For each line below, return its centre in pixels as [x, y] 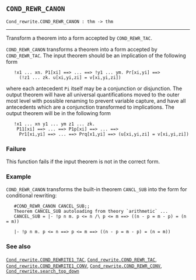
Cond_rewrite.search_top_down [43, 271]
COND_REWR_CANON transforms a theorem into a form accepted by [82, 49]
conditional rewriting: [32, 196]
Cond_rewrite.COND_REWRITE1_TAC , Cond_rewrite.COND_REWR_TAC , [81, 259]
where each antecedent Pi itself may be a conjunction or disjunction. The [94, 88]
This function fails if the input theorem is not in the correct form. [83, 162]
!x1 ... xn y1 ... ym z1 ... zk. [54, 124]
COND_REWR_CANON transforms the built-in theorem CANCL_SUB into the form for [97, 189]
